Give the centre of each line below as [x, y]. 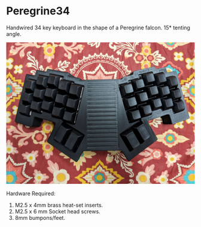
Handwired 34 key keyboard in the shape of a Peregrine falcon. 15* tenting [98, 28]
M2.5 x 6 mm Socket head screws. [57, 211]
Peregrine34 [38, 11]
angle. [14, 34]
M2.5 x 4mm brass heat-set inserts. [59, 205]
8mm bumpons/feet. [40, 217]
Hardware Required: [31, 193]
